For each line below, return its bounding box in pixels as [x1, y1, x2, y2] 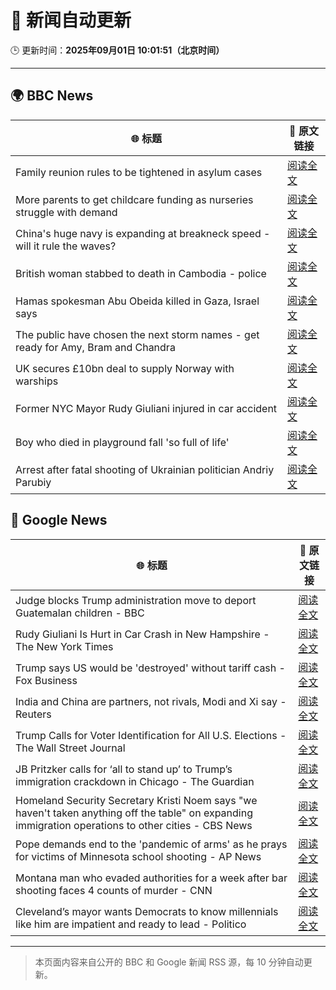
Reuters [15, 707, 52, 721]
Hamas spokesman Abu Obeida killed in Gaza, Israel [15, 294, 260, 308]
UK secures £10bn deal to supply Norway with [15, 361, 235, 375]
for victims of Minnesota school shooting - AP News [15, 849, 262, 863]
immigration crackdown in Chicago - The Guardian [15, 774, 255, 788]
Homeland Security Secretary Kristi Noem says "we [15, 793, 258, 807]
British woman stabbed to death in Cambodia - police [15, 266, 267, 280]
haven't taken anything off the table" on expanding [15, 806, 253, 820]
